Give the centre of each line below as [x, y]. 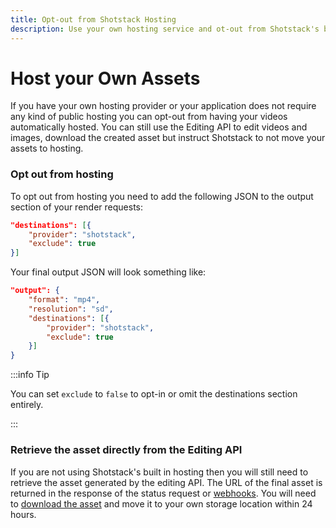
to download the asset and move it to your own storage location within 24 [161, 503]
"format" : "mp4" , [64, 300]
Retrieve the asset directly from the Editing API [126, 450]
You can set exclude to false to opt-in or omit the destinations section [154, 394]
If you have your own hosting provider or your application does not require [163, 106]
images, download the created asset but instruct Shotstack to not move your [168, 138]
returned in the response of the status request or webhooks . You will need [163, 493]
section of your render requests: [76, 207]
